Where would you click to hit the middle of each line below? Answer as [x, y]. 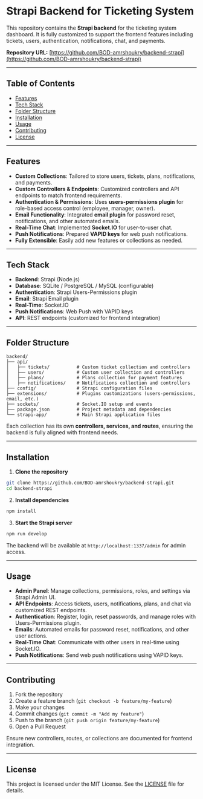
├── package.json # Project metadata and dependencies [89, 409]
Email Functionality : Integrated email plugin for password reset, [95, 214]
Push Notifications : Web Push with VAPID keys [74, 311]
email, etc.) [23, 399]
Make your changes [40, 707]
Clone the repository [41, 472]
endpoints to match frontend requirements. [69, 195]
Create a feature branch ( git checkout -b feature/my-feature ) [93, 701]
